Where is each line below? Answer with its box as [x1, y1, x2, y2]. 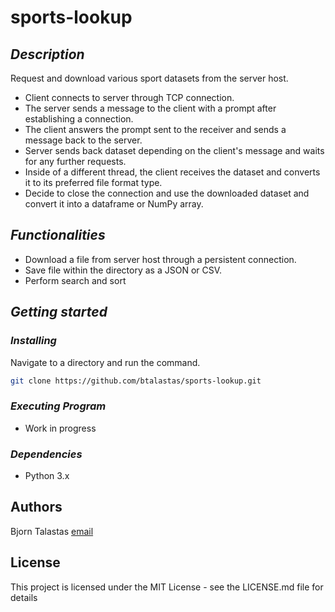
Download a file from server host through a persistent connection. [24, 253, 297, 265]
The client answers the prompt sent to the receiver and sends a [24, 124, 287, 135]
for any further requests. [24, 156, 127, 167]
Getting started [10, 304, 108, 321]
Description [10, 46, 85, 63]
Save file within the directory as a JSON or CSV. [24, 264, 223, 276]
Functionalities [10, 227, 106, 244]
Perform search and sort [24, 274, 127, 286]
